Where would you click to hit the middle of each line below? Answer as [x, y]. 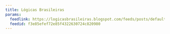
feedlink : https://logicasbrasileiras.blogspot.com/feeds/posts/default [88, 19]
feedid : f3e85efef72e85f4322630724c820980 [55, 24]
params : [13, 14]
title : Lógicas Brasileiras [35, 10]
